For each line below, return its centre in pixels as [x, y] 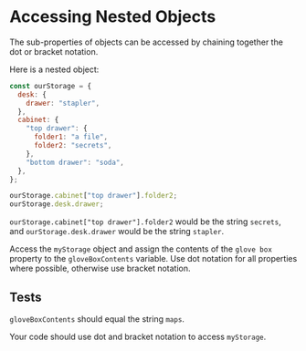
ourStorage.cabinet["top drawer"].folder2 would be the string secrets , [145, 222]
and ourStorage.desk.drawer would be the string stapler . [117, 232]
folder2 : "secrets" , [73, 146]
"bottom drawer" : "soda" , [75, 162]
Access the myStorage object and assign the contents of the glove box [141, 249]
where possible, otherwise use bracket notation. [100, 268]
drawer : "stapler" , [63, 103]
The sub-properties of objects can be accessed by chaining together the [146, 42]
